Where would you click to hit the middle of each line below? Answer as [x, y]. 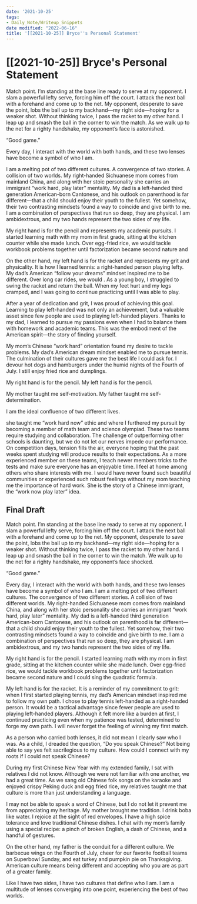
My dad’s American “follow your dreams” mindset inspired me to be [88, 273]
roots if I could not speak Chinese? [48, 756]
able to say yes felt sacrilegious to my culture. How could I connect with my [98, 750]
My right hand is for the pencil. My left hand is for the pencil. [79, 382]
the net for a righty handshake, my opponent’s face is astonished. [86, 129]
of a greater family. [29, 872]
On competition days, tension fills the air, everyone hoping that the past [93, 448]
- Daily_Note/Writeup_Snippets [44, 22]
